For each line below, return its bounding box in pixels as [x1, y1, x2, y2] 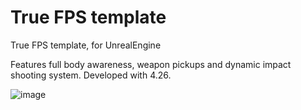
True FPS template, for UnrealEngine [10, 39, 162, 51]
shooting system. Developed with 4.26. [10, 69, 172, 81]
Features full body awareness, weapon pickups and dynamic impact [10, 58, 292, 70]
